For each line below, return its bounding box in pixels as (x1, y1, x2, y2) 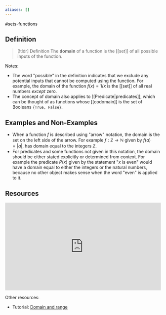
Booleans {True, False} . (12, 104, 63, 110)
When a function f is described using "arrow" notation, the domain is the (12, 132, 160, 137)
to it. (12, 175, 22, 181)
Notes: (5, 63, 19, 69)
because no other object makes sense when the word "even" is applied (12, 170, 158, 176)
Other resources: (5, 294, 40, 300)
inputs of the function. (17, 53, 63, 59)
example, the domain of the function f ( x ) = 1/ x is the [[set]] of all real (12, 83, 152, 89)
